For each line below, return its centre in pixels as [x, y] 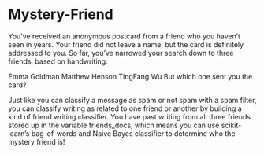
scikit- [231, 125]
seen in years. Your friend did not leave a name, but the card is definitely [126, 44]
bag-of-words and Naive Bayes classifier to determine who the [133, 133]
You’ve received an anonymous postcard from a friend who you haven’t [124, 36]
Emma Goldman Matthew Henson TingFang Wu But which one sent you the [130, 76]
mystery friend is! [37, 141]
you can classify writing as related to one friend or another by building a [125, 108]
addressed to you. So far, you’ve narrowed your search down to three [121, 53]
